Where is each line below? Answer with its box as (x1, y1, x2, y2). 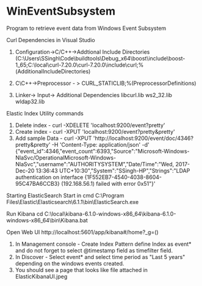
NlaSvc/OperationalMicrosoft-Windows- (15, 154, 117, 161)
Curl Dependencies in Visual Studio (6, 36, 96, 43)
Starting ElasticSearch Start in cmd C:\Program (6, 191, 124, 199)
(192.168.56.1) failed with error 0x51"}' (60, 180, 156, 187)
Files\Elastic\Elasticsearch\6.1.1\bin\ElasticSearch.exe (6, 198, 139, 205)
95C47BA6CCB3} (15, 180, 60, 187)
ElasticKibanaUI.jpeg (15, 273, 68, 280)
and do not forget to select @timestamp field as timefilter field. (15, 246, 173, 254)
